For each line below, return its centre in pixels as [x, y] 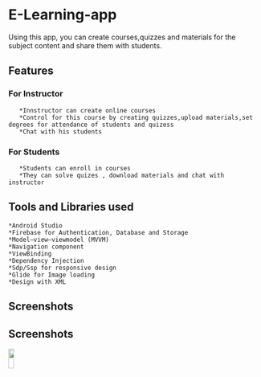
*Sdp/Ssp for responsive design [62, 268]
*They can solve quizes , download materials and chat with [122, 175]
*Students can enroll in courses [75, 168]
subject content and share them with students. [85, 45]
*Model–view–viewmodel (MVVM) [59, 240]
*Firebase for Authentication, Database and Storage [98, 232]
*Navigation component [46, 247]
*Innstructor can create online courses [88, 110]
